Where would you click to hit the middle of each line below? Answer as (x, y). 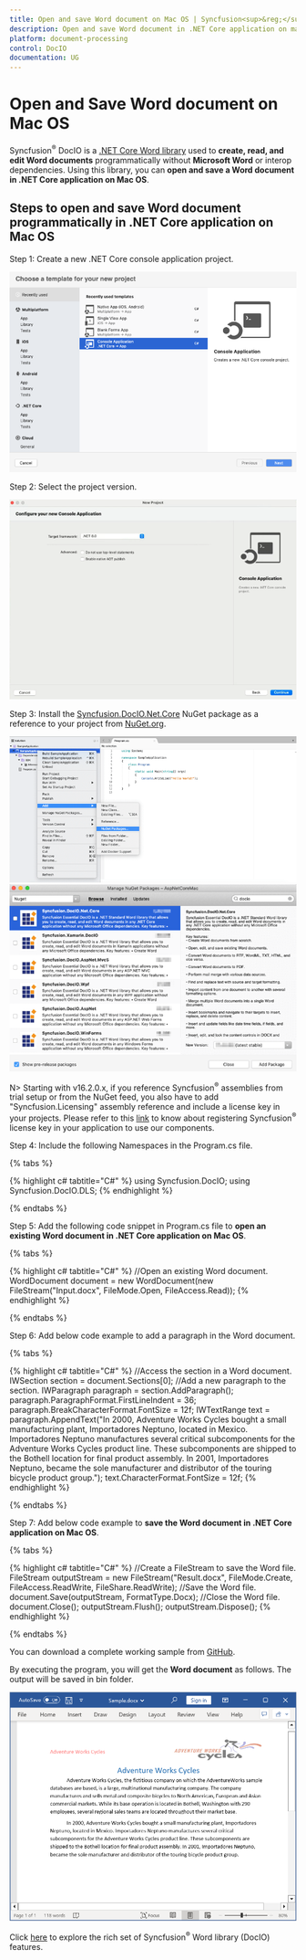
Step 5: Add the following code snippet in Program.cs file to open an (138, 1226)
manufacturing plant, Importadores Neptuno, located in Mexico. (129, 1428)
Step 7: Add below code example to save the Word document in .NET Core (151, 1523)
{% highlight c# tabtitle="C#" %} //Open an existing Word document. (139, 1270)
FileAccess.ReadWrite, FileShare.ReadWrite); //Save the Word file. (133, 1587)
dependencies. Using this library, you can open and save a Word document (152, 170)
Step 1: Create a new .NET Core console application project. (122, 258)
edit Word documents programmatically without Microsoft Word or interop (151, 160)
